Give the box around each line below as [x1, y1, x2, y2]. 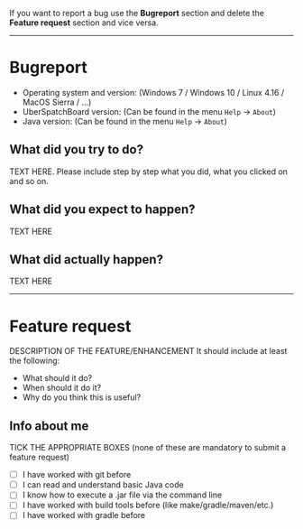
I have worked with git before [22, 469, 132, 480]
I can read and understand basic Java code [22, 479, 184, 490]
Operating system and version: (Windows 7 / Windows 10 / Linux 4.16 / [22, 87, 285, 97]
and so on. [9, 175, 50, 186]
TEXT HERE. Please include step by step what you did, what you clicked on [9, 166, 289, 177]
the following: [9, 356, 60, 367]
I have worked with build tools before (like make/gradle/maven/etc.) [22, 500, 274, 511]
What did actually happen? [9, 252, 164, 267]
